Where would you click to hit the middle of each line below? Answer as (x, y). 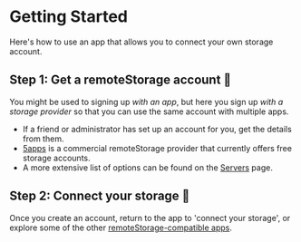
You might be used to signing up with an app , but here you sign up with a (146, 102)
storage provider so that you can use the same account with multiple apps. (149, 111)
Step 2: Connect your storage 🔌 (100, 196)
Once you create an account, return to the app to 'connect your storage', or (150, 218)
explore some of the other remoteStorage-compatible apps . (121, 227)
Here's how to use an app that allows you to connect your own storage (141, 42)
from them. (43, 139)
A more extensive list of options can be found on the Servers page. (148, 167)
